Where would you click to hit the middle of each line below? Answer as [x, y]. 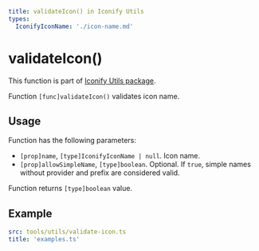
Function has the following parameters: [73, 141]
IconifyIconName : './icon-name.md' [75, 26]
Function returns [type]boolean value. [71, 189]
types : [19, 19]
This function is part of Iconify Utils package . [82, 81]
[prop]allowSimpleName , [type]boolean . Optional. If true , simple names [135, 165]
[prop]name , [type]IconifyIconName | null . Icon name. [110, 156]
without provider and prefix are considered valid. [100, 173]
